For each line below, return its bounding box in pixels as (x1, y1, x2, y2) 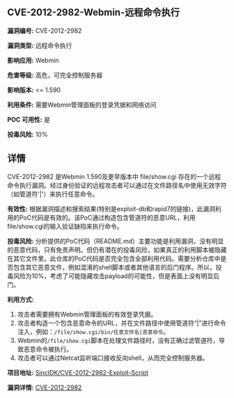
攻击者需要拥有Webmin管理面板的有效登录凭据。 (17, 309, 157, 319)
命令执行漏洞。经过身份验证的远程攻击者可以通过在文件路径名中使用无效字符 (7, 181, 227, 190)
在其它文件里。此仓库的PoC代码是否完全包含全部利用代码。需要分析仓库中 (7, 254, 221, 263)
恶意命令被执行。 (23, 344, 73, 353)
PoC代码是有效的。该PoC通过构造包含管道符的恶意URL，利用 (19, 213, 196, 222)
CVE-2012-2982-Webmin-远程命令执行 (7, 6, 180, 19)
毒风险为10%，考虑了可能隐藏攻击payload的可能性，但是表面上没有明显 (7, 271, 214, 280)
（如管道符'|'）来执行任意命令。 (7, 190, 99, 198)
